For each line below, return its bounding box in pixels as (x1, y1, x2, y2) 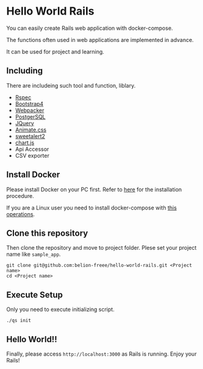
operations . (6, 210, 35, 217)
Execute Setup (6, 289, 63, 300)
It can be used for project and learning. (6, 47, 105, 55)
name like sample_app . (6, 251, 61, 258)
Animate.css (15, 126, 47, 133)
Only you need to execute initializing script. (6, 306, 115, 313)
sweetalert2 (15, 132, 46, 139)
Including (6, 66, 43, 76)
